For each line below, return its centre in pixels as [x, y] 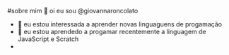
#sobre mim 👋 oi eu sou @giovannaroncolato [73, 11]
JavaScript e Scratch [48, 39]
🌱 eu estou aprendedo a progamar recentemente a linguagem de [112, 32]
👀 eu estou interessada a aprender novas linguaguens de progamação [120, 24]
